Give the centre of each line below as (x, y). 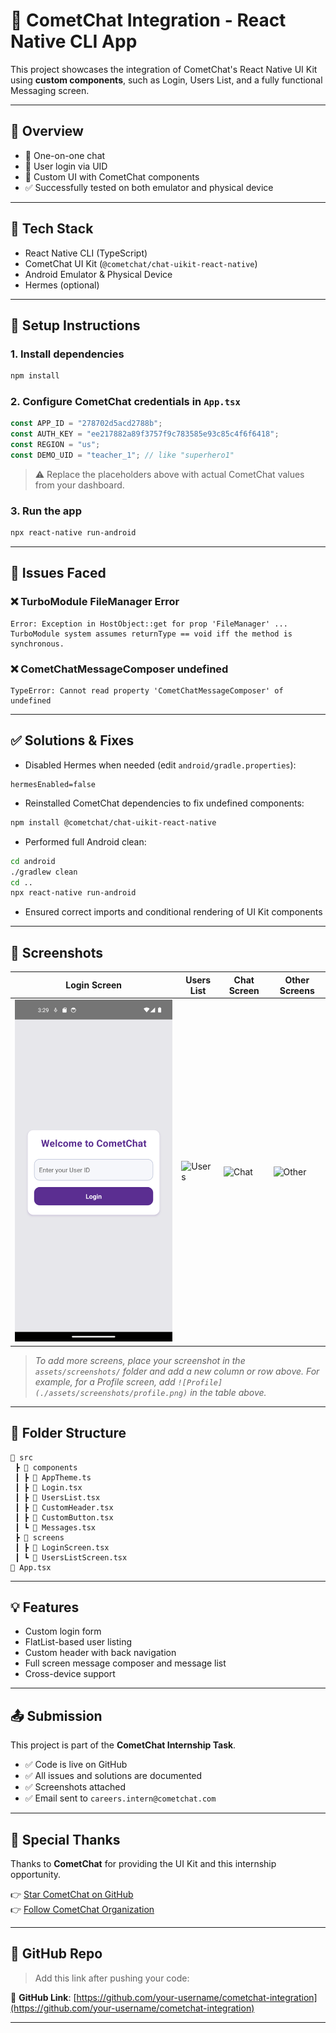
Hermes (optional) (62, 285)
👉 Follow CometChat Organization (82, 1909)
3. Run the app (46, 511)
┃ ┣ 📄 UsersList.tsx (57, 1497)
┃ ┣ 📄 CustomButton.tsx (64, 1517)
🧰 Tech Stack (52, 229)
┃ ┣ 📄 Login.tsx (48, 1487)
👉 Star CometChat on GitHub (72, 1894)
